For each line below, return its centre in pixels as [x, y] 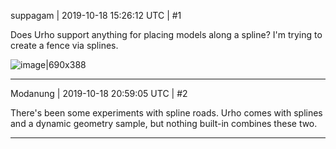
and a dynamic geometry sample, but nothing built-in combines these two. [164, 123]
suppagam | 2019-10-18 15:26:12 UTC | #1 [96, 15]
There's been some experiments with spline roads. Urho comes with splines [166, 113]
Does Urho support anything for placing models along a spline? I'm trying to [166, 34]
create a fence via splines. [64, 45]
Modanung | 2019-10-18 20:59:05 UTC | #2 [99, 93]
